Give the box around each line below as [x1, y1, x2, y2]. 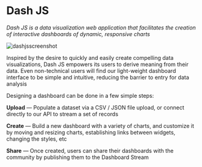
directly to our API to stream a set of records [6, 110, 119, 117]
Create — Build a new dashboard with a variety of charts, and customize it [6, 122, 195, 129]
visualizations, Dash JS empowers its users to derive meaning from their [6, 61, 189, 68]
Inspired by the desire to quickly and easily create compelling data [6, 54, 174, 61]
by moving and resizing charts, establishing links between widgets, [6, 128, 176, 136]
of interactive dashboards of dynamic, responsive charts [6, 30, 151, 37]
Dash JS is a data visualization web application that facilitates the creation [6, 24, 196, 31]
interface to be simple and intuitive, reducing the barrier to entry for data [6, 73, 190, 81]
